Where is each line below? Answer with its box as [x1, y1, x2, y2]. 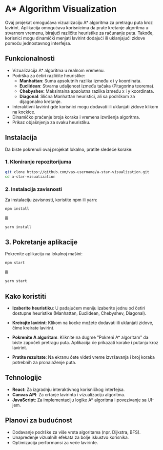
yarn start [5, 279, 27, 284]
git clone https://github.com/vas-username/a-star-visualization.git [5, 169, 150, 174]
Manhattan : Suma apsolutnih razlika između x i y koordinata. [19, 78, 142, 83]
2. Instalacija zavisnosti [5, 185, 62, 192]
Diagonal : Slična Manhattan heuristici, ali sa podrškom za [19, 93, 135, 99]
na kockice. [12, 109, 36, 115]
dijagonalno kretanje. [19, 99, 62, 104]
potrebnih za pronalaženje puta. [12, 360, 77, 366]
